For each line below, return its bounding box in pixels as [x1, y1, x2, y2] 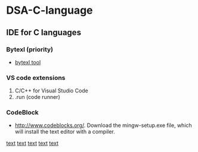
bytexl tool [14, 58, 41, 66]
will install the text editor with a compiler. [14, 128, 115, 135]
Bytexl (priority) [6, 45, 54, 54]
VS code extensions [6, 73, 66, 82]
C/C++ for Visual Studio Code [14, 87, 88, 94]
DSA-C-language [6, 4, 94, 17]
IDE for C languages [6, 27, 82, 38]
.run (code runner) [14, 94, 61, 101]
